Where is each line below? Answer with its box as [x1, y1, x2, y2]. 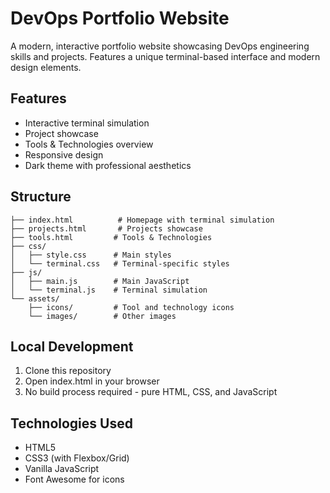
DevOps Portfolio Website [10, 7, 230, 30]
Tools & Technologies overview [24, 138, 154, 150]
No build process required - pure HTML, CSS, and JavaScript [24, 386, 278, 398]
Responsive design [24, 148, 104, 161]
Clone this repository [24, 365, 112, 377]
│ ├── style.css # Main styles [10, 250, 172, 260]
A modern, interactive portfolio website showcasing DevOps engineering [10, 40, 310, 52]
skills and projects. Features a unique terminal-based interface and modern [10, 50, 321, 62]
